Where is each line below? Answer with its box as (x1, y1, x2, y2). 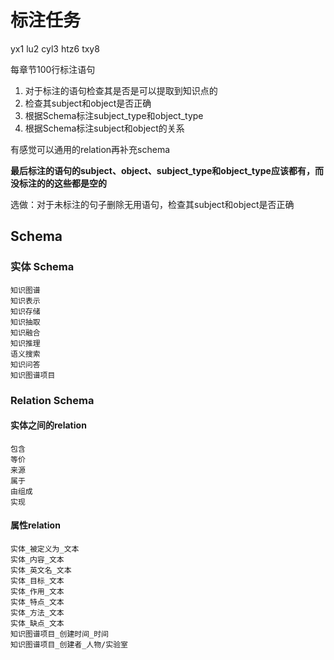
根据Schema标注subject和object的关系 (24, 122, 185, 134)
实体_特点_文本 (10, 597, 65, 607)
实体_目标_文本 (10, 576, 65, 586)
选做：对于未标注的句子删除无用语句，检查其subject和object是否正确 (10, 198, 295, 210)
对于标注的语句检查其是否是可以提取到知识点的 (24, 84, 218, 96)
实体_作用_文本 (10, 586, 65, 596)
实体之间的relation (10, 419, 87, 431)
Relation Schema (10, 393, 95, 407)
